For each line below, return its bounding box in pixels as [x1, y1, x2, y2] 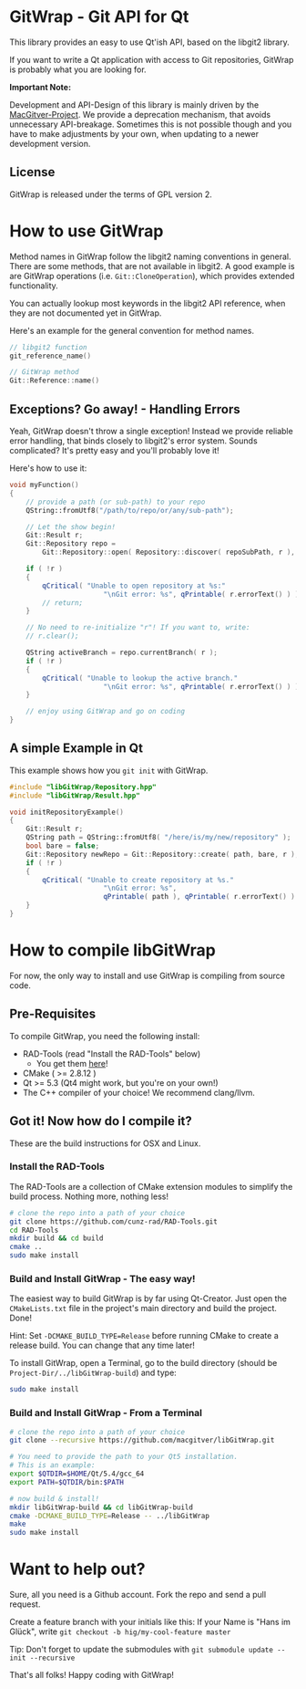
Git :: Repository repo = [25, 539, 117, 548]
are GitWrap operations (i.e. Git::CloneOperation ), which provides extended [9, 270, 295, 281]
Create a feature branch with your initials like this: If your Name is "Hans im [9, 1617, 291, 1628]
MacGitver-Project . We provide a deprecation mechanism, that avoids [9, 109, 271, 120]
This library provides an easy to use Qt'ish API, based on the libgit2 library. [9, 36, 290, 47]
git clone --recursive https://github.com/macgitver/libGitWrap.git [9, 1435, 275, 1445]
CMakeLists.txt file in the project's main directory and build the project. [9, 1303, 278, 1314]
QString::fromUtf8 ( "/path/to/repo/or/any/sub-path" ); [25, 506, 234, 515]
